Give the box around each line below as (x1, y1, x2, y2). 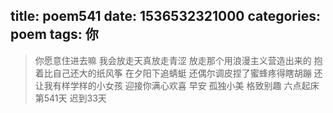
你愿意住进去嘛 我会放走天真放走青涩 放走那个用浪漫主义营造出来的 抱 (34, 54, 323, 66)
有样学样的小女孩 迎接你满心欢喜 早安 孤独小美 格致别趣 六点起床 (52, 79, 320, 91)
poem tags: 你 (10, 26, 99, 43)
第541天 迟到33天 (34, 92, 107, 104)
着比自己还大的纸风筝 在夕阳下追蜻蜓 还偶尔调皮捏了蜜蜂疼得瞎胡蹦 (34, 67, 312, 79)
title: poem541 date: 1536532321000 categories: (10, 8, 321, 25)
